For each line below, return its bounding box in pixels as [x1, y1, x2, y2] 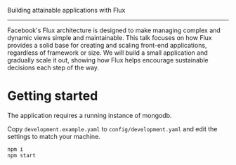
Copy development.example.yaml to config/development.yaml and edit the [7, 124, 218, 133]
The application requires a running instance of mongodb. [7, 111, 172, 119]
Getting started [7, 88, 98, 104]
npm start [7, 152, 37, 159]
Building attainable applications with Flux [7, 6, 126, 14]
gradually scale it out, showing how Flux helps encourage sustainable [7, 56, 209, 64]
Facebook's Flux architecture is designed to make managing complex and [7, 26, 221, 34]
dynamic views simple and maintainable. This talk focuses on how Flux [7, 34, 212, 41]
